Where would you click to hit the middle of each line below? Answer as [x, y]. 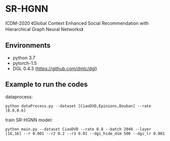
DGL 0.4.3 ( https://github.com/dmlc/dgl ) [55, 68]
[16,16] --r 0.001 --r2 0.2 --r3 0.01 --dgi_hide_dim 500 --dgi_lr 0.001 [85, 133]
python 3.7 [24, 58]
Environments [28, 45]
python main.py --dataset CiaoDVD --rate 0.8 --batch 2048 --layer [78, 129]
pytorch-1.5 [25, 63]
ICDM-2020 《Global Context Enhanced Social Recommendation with [77, 23]
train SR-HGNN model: [29, 120]
